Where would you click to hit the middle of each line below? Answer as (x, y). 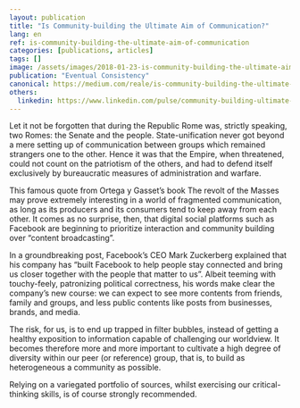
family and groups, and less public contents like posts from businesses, (141, 303)
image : (21, 68)
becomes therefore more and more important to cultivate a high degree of (145, 348)
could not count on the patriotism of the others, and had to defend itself (141, 164)
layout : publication (48, 17)
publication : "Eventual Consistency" (79, 76)
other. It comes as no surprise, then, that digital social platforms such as (142, 219)
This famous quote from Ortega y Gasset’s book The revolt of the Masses (144, 191)
